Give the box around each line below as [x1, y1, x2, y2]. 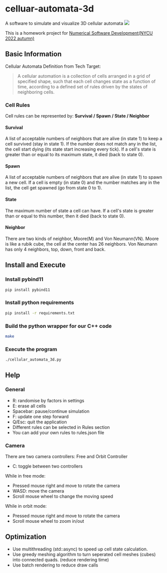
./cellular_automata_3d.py [5, 357, 61, 362]
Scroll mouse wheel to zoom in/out [12, 518, 84, 524]
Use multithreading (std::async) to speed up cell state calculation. [12, 546, 148, 552]
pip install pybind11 [5, 287, 50, 292]
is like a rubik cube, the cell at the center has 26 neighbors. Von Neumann [5, 241, 157, 247]
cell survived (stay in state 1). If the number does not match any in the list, [5, 141, 157, 147]
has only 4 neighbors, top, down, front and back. [5, 246, 106, 252]
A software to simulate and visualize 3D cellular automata [5, 20, 123, 26]
